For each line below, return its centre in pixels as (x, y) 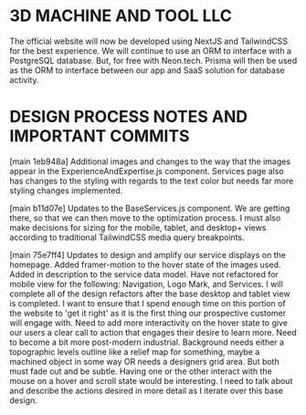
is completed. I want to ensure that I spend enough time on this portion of (148, 303)
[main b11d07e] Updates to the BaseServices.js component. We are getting (150, 208)
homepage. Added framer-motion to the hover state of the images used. (145, 265)
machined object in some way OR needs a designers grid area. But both (145, 361)
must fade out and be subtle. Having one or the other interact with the (141, 371)
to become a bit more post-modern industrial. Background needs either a (147, 342)
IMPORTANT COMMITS (100, 136)
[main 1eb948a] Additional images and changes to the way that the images (150, 161)
